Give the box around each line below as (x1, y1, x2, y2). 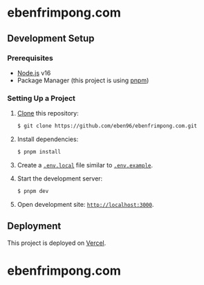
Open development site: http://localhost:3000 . (17, 200, 154, 208)
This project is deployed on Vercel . (7, 239, 106, 247)
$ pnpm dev (17, 187, 49, 194)
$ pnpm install (17, 149, 62, 156)
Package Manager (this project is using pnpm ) (17, 76, 149, 84)
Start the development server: (17, 174, 103, 183)
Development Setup (7, 33, 95, 44)
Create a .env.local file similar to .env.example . (17, 160, 154, 169)
